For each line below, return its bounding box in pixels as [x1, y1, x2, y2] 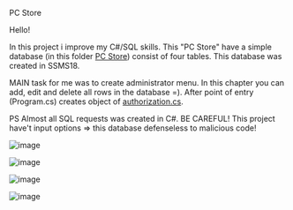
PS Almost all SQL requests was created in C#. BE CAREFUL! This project [9, 114, 275, 124]
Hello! [9, 25, 31, 34]
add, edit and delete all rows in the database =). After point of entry [9, 87, 254, 97]
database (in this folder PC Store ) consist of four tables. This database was [9, 51, 282, 61]
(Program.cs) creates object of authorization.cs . [9, 96, 184, 107]
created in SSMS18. [9, 61, 80, 71]
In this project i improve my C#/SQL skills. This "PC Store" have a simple [9, 41, 272, 52]
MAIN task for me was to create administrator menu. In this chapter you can [9, 78, 285, 87]
